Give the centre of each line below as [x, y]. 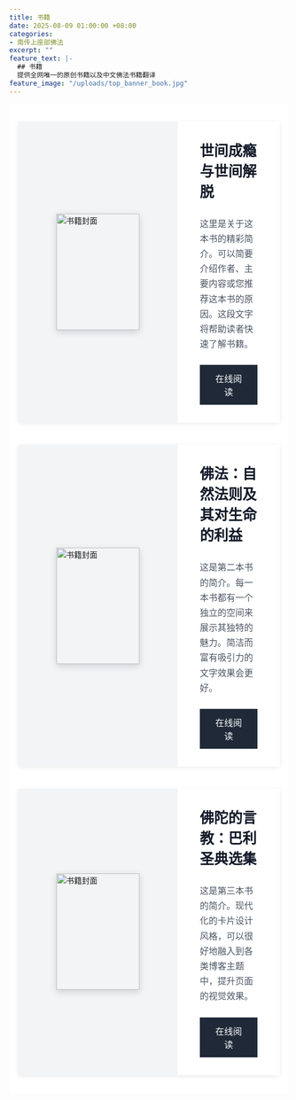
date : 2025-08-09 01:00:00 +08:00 [73, 26]
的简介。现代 [227, 906]
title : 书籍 [30, 17]
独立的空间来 [227, 612]
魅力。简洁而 [227, 643]
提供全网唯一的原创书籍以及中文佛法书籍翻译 [87, 75]
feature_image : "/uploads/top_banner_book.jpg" [99, 83]
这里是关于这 [227, 223]
